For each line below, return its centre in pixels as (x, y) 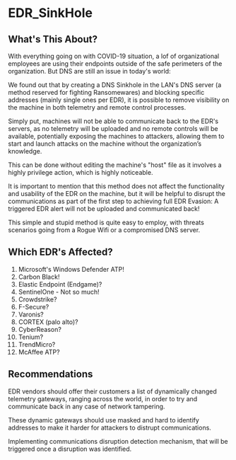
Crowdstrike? (37, 299)
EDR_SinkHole (50, 13)
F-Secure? (34, 306)
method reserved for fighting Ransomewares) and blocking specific (106, 92)
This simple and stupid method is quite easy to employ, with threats (106, 222)
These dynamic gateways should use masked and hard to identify (104, 420)
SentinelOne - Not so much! (59, 292)
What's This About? (53, 39)
